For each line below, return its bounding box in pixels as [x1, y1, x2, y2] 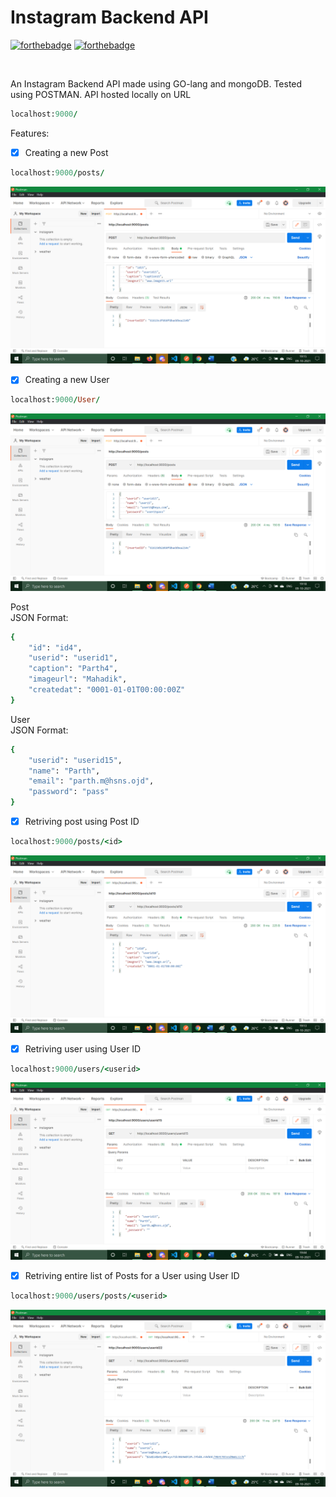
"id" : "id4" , [28, 642, 83, 653]
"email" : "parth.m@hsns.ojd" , [28, 776, 155, 786]
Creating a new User [24, 374, 110, 386]
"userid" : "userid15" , [28, 755, 123, 765]
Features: [10, 127, 50, 139]
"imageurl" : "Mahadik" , [28, 674, 128, 685]
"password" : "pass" [28, 787, 110, 797]
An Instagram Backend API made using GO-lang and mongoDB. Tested [10, 77, 303, 90]
